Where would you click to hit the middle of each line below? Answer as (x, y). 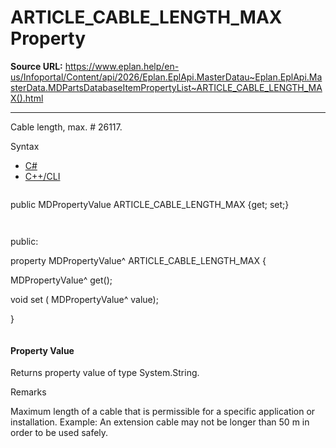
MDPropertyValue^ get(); (61, 280)
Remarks (28, 392)
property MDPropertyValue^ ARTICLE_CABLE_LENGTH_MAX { (138, 260)
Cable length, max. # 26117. (66, 127)
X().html (27, 98)
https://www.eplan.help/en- (122, 66)
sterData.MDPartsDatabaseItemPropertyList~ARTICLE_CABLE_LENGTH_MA (166, 87)
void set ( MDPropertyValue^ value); (84, 299)
